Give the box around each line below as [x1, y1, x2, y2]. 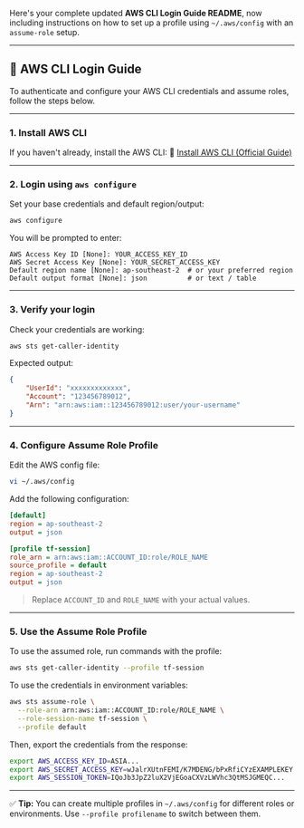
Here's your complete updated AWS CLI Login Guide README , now [9, 8, 262, 18]
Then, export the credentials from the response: [9, 738, 188, 750]
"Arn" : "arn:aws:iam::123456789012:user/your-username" [25, 400, 242, 410]
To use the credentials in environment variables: [9, 679, 188, 691]
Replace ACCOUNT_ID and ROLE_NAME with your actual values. [31, 594, 251, 605]
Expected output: [9, 358, 74, 369]
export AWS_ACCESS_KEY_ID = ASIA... [9, 756, 140, 765]
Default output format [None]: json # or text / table [9, 274, 257, 284]
